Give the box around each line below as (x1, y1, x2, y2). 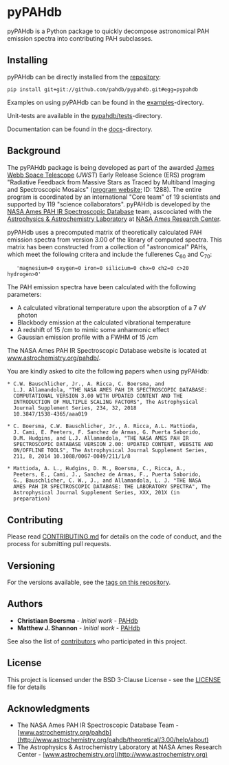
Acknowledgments (7, 703, 91, 715)
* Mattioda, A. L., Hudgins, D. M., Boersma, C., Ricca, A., (7, 465, 186, 472)
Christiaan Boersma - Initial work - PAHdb (17, 616, 139, 625)
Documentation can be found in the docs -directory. (7, 125, 153, 133)
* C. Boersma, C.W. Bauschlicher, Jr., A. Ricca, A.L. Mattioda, (7, 423, 198, 430)
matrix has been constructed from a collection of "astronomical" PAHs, (7, 242, 208, 251)
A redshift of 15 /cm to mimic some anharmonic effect (17, 326, 170, 334)
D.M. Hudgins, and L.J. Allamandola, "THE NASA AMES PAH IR (13, 435, 189, 442)
